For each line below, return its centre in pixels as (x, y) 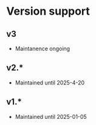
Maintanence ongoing (43, 48)
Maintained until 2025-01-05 (51, 116)
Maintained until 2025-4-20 (50, 82)
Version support (48, 11)
